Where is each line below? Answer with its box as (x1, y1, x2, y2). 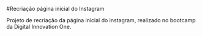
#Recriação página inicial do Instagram (6, 5, 105, 12)
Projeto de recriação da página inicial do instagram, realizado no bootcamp (6, 17, 196, 23)
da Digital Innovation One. (6, 23, 72, 30)
